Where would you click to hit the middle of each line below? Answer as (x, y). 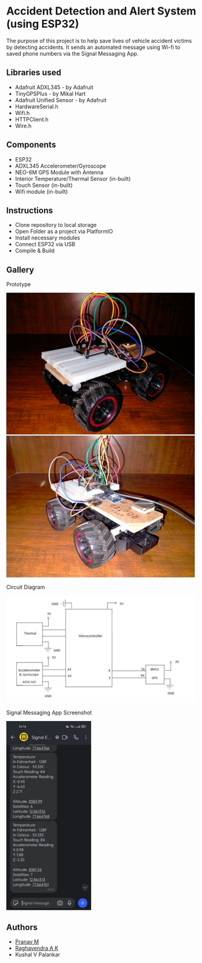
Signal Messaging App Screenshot (49, 713)
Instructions (30, 210)
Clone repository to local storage (56, 225)
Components (31, 145)
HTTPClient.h (32, 119)
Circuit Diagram (26, 587)
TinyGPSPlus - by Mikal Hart (50, 93)
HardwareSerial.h (36, 106)
